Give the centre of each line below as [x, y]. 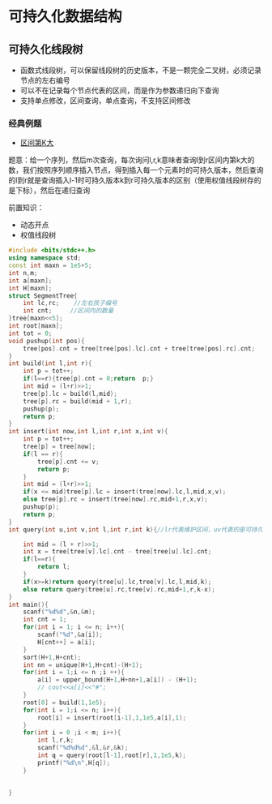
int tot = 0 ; [30, 333]
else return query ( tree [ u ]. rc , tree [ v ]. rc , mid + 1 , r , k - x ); [119, 589]
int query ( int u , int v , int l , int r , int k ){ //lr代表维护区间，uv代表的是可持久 [136, 529]
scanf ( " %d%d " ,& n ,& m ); [59, 612]
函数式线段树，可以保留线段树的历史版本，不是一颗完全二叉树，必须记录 [140, 70]
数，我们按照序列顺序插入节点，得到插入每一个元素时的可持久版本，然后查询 [136, 170]
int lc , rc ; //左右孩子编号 [70, 303]
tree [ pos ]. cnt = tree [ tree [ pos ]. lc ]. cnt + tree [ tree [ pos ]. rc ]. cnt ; [139, 348]
